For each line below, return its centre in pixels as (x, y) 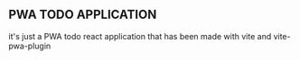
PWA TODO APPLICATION (83, 15)
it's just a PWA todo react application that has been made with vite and (140, 36)
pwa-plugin (30, 46)
